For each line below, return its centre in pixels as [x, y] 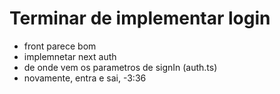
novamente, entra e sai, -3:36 [85, 78]
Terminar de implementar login [140, 18]
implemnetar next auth [70, 56]
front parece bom [60, 46]
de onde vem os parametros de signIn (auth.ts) [120, 67]
